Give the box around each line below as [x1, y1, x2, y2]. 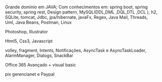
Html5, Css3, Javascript [5, 38, 53, 44]
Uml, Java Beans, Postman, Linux [5, 19, 72, 25]
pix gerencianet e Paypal [5, 71, 55, 77]
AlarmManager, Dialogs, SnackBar [5, 53, 74, 58]
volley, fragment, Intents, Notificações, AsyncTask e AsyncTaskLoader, [5, 48, 146, 53]
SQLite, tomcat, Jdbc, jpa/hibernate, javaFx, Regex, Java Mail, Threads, [5, 14, 148, 20]
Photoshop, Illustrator [5, 29, 49, 34]
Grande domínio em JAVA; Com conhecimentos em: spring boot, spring [5, 4, 148, 10]
